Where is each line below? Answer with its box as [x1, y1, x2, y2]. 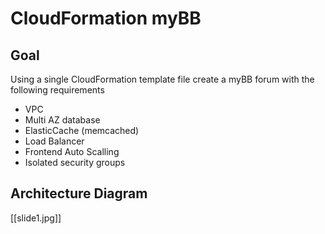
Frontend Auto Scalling [24, 146, 120, 157]
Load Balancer [24, 135, 85, 147]
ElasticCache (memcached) [24, 125, 140, 136]
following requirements [10, 84, 105, 96]
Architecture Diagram [10, 185, 148, 202]
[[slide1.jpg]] [10, 212, 62, 224]
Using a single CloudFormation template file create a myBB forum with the [10, 73, 315, 85]
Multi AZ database [24, 114, 101, 126]
